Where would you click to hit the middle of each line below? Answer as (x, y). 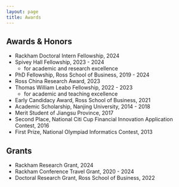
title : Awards (24, 17)
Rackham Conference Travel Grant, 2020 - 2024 (74, 171)
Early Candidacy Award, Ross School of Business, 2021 (83, 100)
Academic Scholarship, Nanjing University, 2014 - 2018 (82, 107)
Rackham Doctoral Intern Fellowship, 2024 (67, 56)
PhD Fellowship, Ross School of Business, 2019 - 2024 (82, 75)
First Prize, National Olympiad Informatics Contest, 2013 (84, 132)
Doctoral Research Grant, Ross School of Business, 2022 (85, 178)
